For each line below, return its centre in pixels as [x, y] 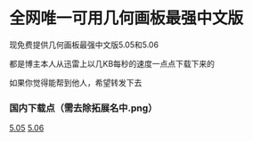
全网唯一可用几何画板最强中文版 [126, 18]
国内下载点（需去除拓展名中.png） [83, 108]
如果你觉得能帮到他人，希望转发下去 [76, 82]
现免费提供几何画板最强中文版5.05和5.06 [84, 45]
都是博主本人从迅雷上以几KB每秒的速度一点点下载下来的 [112, 63]
